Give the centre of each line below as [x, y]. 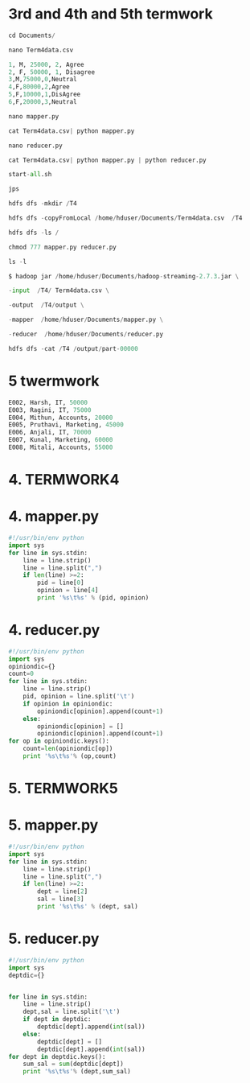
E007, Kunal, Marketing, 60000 [61, 440]
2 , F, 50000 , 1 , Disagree [51, 72]
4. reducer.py [54, 630]
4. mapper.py [53, 517]
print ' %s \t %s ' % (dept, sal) [88, 907]
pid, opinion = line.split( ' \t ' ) [79, 697]
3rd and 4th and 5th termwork [111, 14]
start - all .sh [30, 175]
